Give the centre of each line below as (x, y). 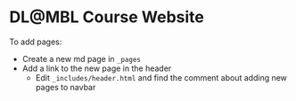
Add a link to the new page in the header (97, 68)
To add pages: (36, 42)
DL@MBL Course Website (107, 17)
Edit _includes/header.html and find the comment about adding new (161, 77)
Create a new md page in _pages (81, 58)
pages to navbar (66, 87)
